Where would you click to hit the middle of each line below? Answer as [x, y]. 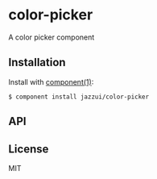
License [29, 149]
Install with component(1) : [51, 81]
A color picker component [52, 37]
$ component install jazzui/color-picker [79, 97]
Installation [37, 62]
